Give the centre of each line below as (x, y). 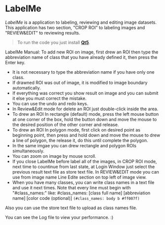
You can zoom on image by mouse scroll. (54, 156)
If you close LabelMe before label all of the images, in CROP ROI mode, (84, 161)
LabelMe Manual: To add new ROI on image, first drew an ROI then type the (82, 52)
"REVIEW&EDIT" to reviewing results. (43, 33)
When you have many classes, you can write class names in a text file (83, 182)
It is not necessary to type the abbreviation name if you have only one (83, 72)
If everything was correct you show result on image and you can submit (85, 93)
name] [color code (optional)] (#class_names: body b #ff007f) (76, 198)
